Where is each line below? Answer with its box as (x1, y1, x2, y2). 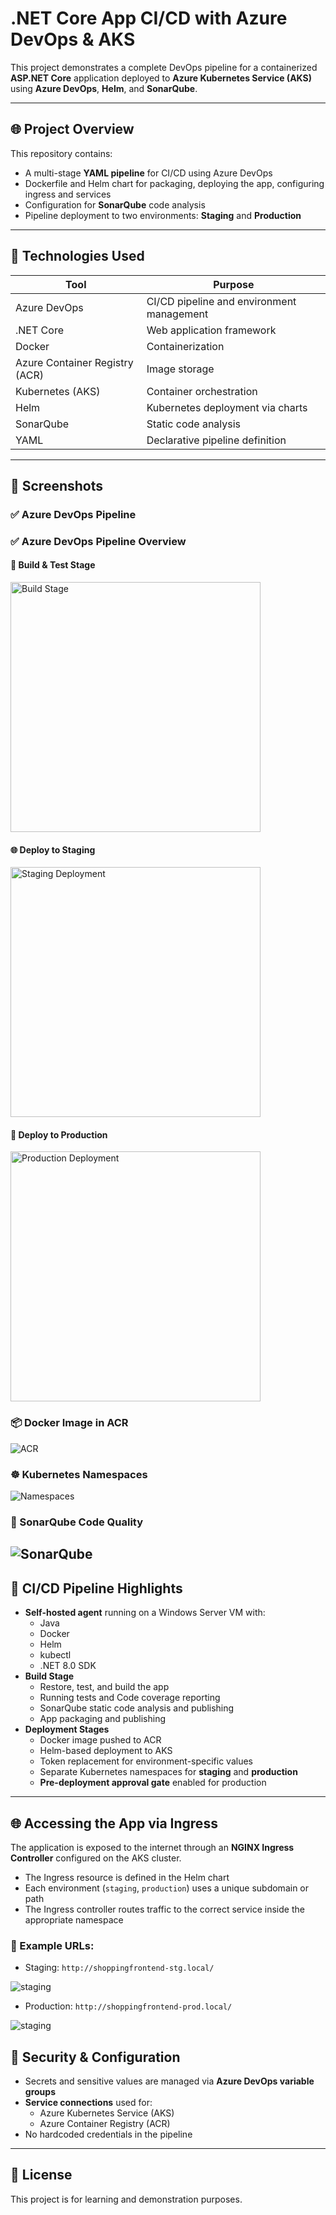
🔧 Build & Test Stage (10, 559, 96, 571)
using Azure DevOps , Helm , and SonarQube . (10, 82, 198, 94)
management (146, 307, 209, 321)
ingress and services (24, 188, 112, 200)
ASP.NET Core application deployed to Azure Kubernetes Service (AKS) (10, 72, 312, 84)
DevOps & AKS (10, 28, 136, 51)
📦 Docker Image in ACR (10, 1416, 129, 1430)
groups (24, 2086, 56, 2098)
